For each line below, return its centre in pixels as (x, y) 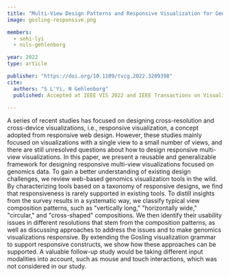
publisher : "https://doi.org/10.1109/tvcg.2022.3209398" (90, 76)
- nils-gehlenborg (40, 45)
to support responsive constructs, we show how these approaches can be (112, 245)
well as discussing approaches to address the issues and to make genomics (114, 230)
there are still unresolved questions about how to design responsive (103, 150)
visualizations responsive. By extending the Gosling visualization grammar (112, 237)
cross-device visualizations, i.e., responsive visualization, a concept (103, 128)
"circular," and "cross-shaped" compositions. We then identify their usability (115, 215)
